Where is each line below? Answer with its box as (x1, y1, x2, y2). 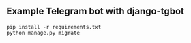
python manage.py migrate (6, 29, 80, 36)
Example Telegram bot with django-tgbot (6, 5, 185, 17)
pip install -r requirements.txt (6, 23, 102, 30)
